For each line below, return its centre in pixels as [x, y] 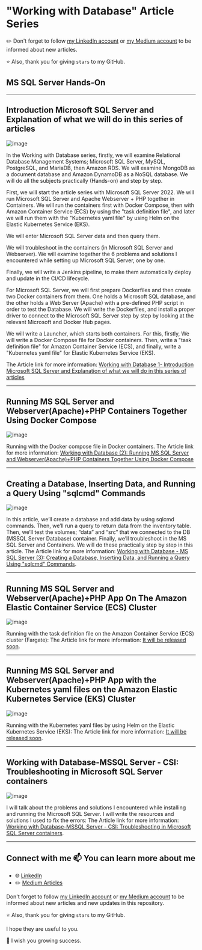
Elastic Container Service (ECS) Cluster [82, 608]
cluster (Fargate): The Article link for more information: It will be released [96, 640]
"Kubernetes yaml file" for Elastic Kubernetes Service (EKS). [81, 352]
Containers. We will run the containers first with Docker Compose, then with [100, 205]
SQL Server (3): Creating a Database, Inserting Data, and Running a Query [98, 558]
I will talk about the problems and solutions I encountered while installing [96, 807]
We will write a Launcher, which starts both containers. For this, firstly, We [98, 333]
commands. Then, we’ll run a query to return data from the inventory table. [99, 526]
